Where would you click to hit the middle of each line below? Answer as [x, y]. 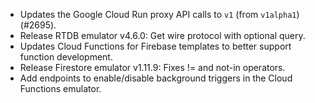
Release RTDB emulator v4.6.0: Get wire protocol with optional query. [162, 35]
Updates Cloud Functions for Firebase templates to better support [155, 46]
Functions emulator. [60, 88]
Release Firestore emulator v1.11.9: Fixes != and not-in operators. [152, 67]
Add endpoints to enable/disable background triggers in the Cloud [156, 78]
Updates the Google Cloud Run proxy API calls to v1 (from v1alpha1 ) [159, 14]
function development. [66, 57]
